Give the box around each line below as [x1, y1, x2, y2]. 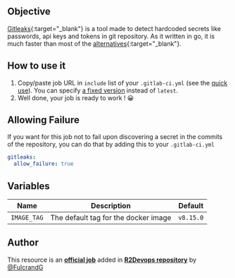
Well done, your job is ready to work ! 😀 [17, 93, 134, 102]
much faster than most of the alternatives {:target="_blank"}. [7, 39, 182, 48]
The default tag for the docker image [50, 213, 172, 222]
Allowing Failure [7, 114, 80, 126]
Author [7, 236, 39, 249]
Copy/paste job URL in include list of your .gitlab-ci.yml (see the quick [17, 78, 228, 87]
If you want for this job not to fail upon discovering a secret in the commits [7, 133, 223, 141]
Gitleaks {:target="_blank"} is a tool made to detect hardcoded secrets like [7, 24, 222, 32]
